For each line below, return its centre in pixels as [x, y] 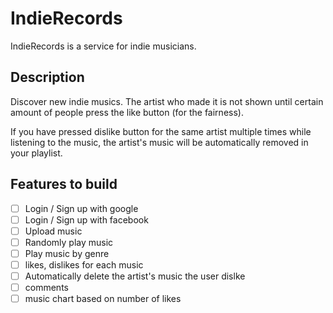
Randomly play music [69, 242]
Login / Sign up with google [81, 208]
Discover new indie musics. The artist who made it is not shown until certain [167, 101]
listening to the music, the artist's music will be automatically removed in [159, 142]
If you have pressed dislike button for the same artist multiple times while [161, 131]
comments [46, 287]
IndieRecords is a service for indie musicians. [103, 46]
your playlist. [36, 153]
